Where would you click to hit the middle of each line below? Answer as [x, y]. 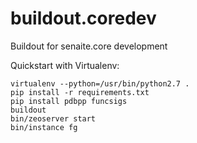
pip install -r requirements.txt [80, 92]
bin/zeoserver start [53, 118]
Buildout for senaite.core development [89, 46]
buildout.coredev [83, 18]
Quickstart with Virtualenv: [65, 65]
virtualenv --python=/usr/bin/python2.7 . [100, 83]
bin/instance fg [44, 127]
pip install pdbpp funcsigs [69, 101]
